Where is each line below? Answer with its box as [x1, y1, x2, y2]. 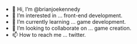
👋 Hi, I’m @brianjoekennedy [11, 6, 81, 12]
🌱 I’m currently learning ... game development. [11, 18, 126, 25]
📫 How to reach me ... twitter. [11, 32, 86, 38]
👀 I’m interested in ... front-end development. [11, 12, 123, 19]
